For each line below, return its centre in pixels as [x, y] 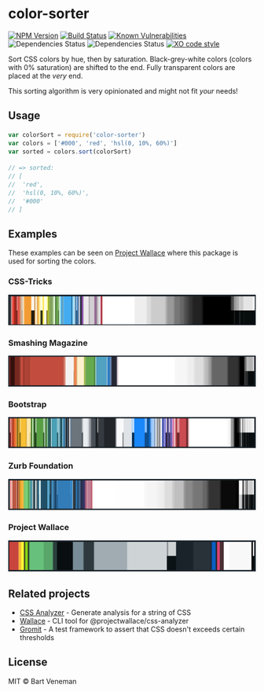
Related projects [49, 593]
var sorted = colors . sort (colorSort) [70, 151]
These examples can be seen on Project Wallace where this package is [123, 253]
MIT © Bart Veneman [42, 681]
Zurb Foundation [41, 466]
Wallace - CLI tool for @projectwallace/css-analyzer [104, 621]
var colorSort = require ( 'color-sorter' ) [77, 134]
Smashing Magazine [48, 343]
